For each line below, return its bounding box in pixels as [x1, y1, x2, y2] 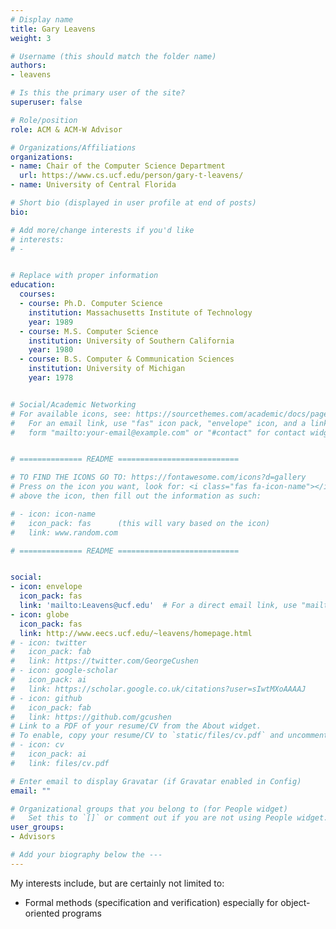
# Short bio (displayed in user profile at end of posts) [10, 198, 257, 208]
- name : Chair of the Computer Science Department [10, 161, 226, 171]
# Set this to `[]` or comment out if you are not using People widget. [10, 813, 329, 823]
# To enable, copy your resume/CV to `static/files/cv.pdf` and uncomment [10, 731, 329, 741]
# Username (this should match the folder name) [10, 51, 217, 61]
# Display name [10, 14, 74, 25]
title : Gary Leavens [10, 24, 97, 34]
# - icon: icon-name [10, 509, 97, 519]
